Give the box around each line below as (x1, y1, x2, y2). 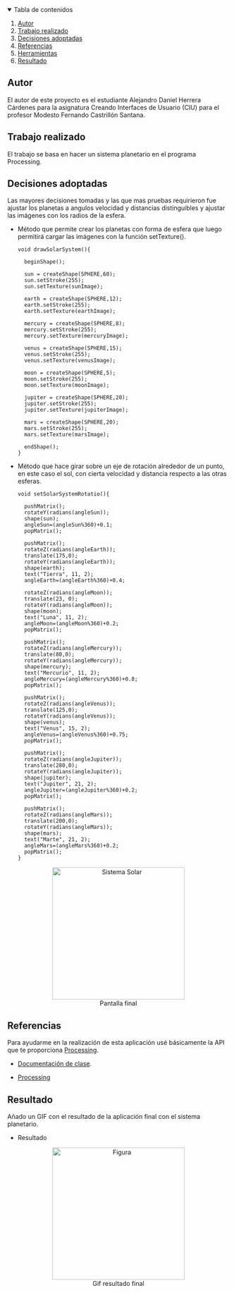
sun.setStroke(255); (24, 277, 85, 284)
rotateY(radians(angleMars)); (24, 823, 113, 831)
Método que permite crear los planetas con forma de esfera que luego (17, 225, 222, 233)
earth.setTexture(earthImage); (24, 308, 116, 315)
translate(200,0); (24, 818, 78, 825)
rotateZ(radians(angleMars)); (24, 811, 113, 819)
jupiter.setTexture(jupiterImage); (24, 407, 129, 414)
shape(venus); (24, 719, 66, 726)
